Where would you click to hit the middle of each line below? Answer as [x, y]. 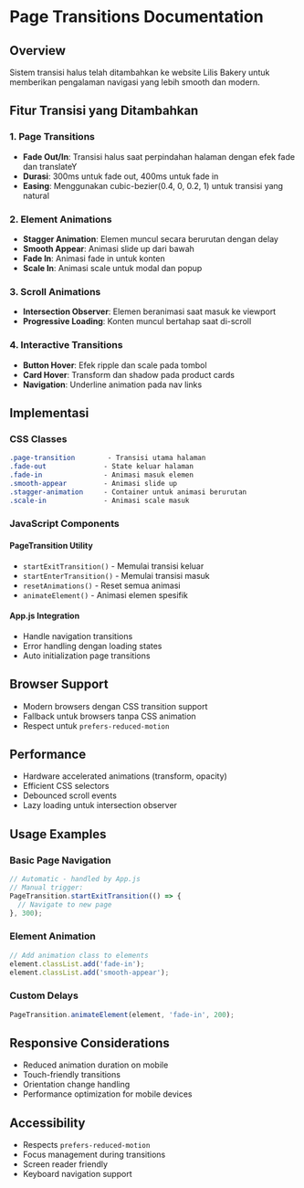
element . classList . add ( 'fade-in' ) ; [77, 964]
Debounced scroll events [69, 795]
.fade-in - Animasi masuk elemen [102, 475]
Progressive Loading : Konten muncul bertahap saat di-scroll [137, 321]
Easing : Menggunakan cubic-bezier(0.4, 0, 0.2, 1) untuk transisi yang [153, 185]
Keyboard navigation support [77, 1174]
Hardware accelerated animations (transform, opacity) [125, 776]
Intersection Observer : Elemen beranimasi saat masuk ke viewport [149, 311]
